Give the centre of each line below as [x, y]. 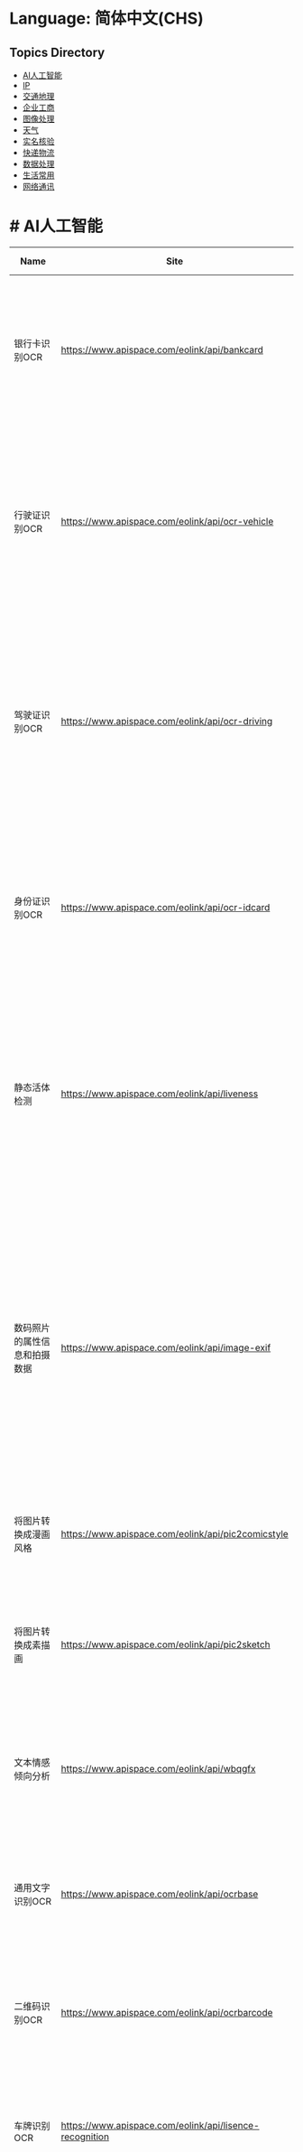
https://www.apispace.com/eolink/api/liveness [160, 1094]
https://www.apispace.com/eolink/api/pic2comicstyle [174, 1533]
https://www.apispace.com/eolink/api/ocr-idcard [165, 907]
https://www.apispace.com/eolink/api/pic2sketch [165, 1644]
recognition [85, 2137]
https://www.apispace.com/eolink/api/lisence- [160, 2125]
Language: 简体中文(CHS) [107, 19]
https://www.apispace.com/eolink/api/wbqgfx [158, 1768]
